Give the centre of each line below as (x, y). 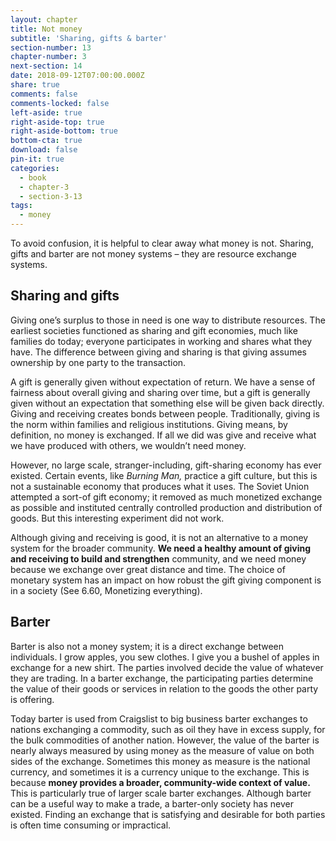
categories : (35, 168)
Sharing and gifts (65, 296)
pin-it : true (37, 159)
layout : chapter (44, 19)
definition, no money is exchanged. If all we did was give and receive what (163, 435)
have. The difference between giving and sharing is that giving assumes (158, 352)
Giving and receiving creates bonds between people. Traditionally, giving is (165, 413)
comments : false (44, 94)
